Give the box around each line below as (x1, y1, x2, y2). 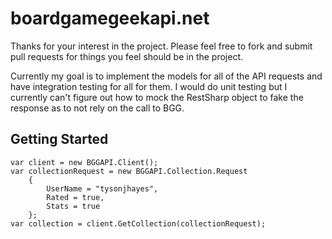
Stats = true (46, 201, 101, 211)
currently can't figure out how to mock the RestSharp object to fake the (10, 91, 304, 103)
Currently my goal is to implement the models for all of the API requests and (10, 70, 323, 82)
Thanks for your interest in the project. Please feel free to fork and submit (10, 40, 313, 52)
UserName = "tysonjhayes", (46, 183, 159, 194)
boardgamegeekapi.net (10, 7, 210, 30)
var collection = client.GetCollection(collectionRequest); (10, 218, 267, 229)
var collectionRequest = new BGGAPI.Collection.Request (10, 166, 248, 176)
